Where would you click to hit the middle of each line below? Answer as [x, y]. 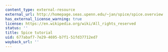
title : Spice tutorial [29, 33]
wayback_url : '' [22, 42]
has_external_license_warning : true [44, 19]
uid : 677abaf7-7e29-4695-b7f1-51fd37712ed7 [52, 38]
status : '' [17, 28]
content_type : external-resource [40, 10]
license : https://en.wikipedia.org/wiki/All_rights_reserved [71, 24]
